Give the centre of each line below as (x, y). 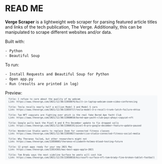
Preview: (14, 93)
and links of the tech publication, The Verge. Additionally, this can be (74, 27)
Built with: (15, 41)
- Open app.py (19, 79)
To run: (12, 65)
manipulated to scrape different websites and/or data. (59, 32)
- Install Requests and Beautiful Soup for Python (57, 74)
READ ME (24, 8)
